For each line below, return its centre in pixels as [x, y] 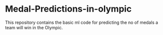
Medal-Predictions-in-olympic [69, 9]
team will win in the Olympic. [34, 27]
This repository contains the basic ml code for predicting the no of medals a [81, 22]
